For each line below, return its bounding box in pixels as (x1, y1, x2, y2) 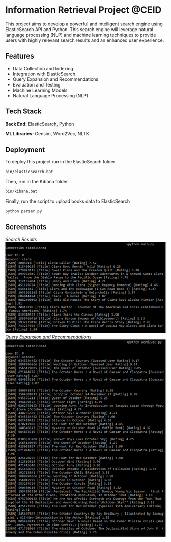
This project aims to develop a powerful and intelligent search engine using (5, 21, 163, 27)
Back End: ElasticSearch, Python (5, 121, 74, 127)
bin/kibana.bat (5, 189, 38, 194)
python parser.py (5, 209, 42, 214)
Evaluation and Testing (12, 81, 61, 88)
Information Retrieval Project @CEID (5, 4, 162, 16)
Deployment (5, 145, 45, 154)
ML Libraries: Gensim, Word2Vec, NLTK (5, 130, 89, 136)
